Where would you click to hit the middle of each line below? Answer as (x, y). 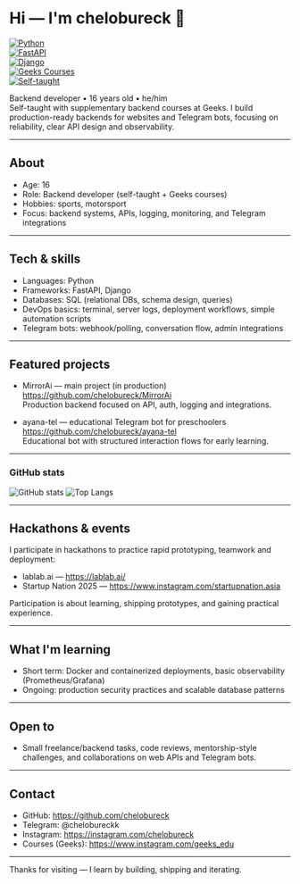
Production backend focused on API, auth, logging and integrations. (147, 404)
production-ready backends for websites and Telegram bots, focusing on (144, 117)
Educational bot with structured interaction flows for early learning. (146, 441)
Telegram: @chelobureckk (71, 824)
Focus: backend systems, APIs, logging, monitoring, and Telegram (144, 213)
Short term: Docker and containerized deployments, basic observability (154, 671)
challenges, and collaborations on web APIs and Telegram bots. (139, 757)
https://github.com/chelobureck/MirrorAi (97, 396)
